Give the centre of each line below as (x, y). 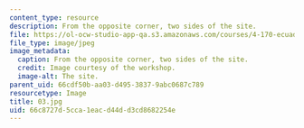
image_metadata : (40, 51)
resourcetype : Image (48, 93)
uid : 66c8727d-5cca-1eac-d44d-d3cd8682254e (93, 110)
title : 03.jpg (36, 101)
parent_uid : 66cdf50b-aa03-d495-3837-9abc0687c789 (107, 85)
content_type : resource (54, 18)
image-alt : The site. (58, 77)
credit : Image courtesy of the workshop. (97, 69)
